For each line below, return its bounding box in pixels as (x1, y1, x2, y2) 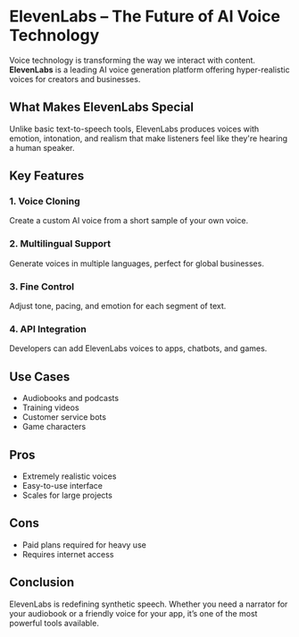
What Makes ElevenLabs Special (9, 100, 195, 115)
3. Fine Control (9, 280, 74, 292)
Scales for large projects (21, 490, 113, 500)
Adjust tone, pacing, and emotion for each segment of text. (9, 301, 227, 312)
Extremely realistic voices (21, 471, 117, 482)
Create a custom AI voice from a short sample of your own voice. (9, 215, 248, 226)
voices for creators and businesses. (9, 73, 141, 84)
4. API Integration (9, 323, 87, 335)
